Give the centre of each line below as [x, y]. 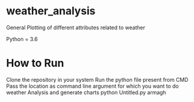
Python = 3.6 [22, 39]
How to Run [35, 63]
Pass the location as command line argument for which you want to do [93, 86]
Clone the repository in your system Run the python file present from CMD [97, 79]
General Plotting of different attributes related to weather [76, 27]
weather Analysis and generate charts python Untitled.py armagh [86, 92]
